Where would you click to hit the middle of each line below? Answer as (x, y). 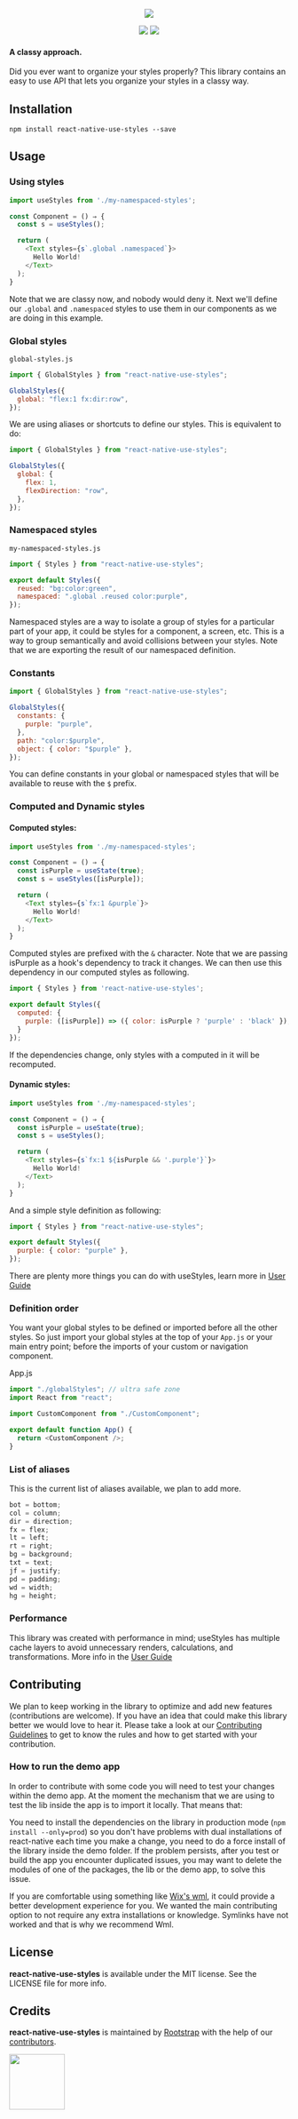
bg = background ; (41, 1555)
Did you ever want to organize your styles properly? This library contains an (148, 72)
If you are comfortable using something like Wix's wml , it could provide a (142, 1896)
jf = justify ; (35, 1571)
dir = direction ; (41, 1521)
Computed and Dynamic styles (77, 807)
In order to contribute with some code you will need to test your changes (142, 1786)
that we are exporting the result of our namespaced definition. (123, 650)
